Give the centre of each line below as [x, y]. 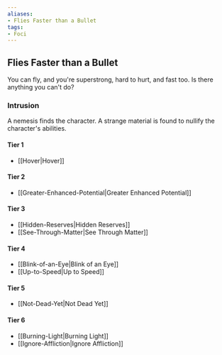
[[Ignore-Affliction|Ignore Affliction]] [70, 343]
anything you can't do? [41, 87]
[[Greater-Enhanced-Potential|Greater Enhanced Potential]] [104, 192]
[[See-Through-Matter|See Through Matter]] [83, 232]
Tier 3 [16, 209]
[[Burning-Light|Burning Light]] [63, 336]
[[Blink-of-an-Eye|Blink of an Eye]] [68, 264]
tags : [15, 27]
